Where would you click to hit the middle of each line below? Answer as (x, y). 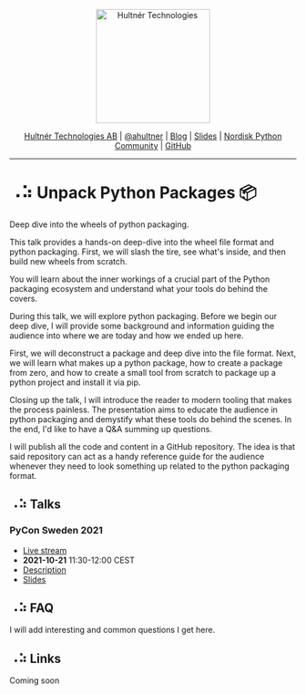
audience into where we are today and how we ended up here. (127, 335)
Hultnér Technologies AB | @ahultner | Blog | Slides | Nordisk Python (153, 136)
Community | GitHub (153, 145)
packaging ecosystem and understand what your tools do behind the (139, 288)
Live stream (45, 550)
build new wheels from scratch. (68, 261)
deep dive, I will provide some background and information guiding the (142, 326)
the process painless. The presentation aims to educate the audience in (143, 410)
